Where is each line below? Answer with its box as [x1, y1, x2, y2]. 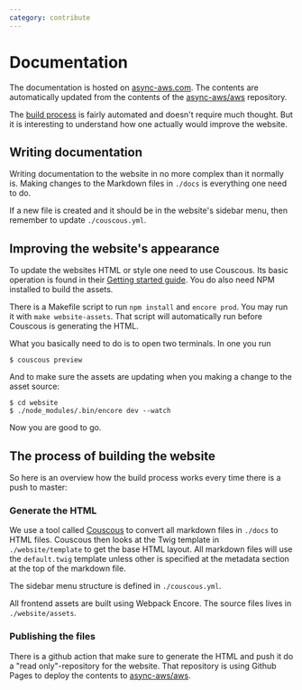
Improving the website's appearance [9, 241, 220, 256]
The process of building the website [9, 448, 216, 464]
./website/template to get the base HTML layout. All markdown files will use [9, 544, 293, 555]
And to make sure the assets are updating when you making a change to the [9, 372, 293, 382]
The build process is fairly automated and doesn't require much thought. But [9, 109, 293, 120]
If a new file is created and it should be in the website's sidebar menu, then [9, 205, 288, 216]
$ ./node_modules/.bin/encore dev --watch [9, 407, 171, 416]
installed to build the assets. [9, 284, 114, 295]
